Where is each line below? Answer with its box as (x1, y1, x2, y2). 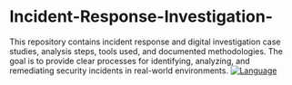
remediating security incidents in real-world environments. (9, 65, 229, 76)
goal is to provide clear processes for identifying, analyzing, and (9, 55, 250, 66)
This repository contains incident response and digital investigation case (9, 36, 281, 47)
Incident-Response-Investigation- (9, 6, 273, 27)
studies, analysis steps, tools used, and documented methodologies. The (9, 45, 284, 56)
